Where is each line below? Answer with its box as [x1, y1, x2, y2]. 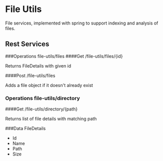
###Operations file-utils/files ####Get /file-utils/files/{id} [5, 53, 123, 59]
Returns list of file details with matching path [5, 116, 97, 122]
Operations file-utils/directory [5, 94, 80, 101]
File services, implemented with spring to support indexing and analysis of [5, 20, 158, 26]
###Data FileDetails [5, 125, 46, 131]
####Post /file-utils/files [5, 72, 55, 78]
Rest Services [5, 40, 49, 48]
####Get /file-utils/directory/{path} [5, 106, 78, 112]
